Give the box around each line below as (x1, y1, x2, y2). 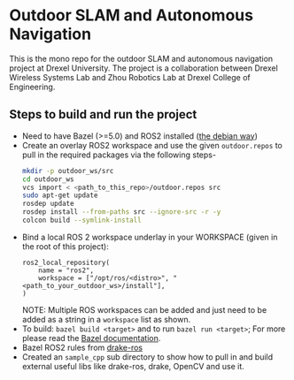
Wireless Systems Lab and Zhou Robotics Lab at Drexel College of (9, 72, 251, 82)
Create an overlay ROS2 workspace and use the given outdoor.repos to (21, 140, 283, 150)
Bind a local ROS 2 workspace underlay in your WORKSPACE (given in (21, 232, 278, 242)
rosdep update (21, 200, 74, 209)
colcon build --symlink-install (21, 216, 142, 224)
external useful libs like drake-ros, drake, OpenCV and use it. (21, 361, 245, 371)
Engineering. (9, 81, 56, 92)
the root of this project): (21, 240, 109, 252)
